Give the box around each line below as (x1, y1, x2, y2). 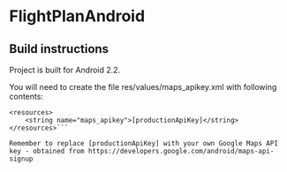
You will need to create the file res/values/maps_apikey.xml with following (9, 82, 277, 92)
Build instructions (9, 41, 109, 56)
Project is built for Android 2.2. (9, 64, 121, 75)
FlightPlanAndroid (9, 6, 146, 26)
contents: (9, 91, 44, 101)
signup (9, 154, 34, 163)
